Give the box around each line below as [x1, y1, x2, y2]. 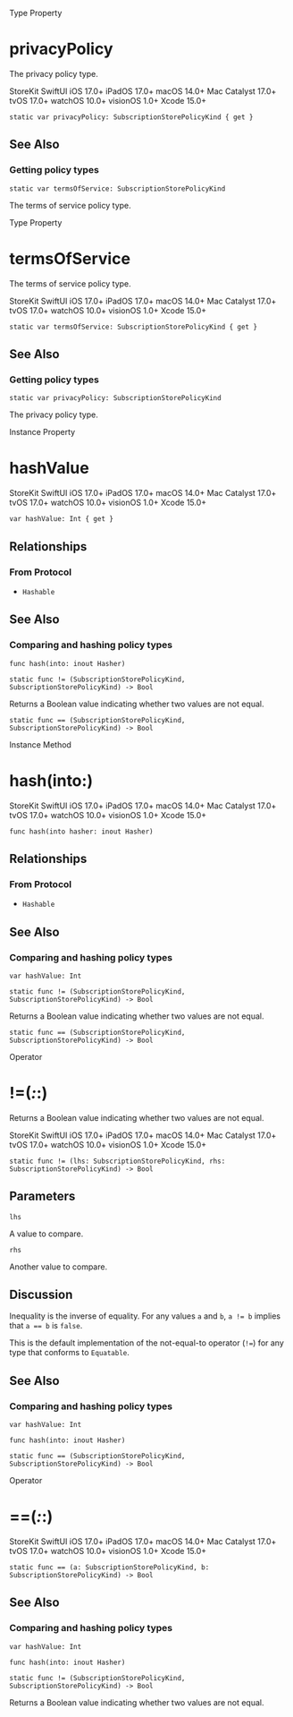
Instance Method [9, 739, 71, 750]
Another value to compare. [9, 1261, 108, 1272]
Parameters [9, 1189, 76, 1204]
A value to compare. [9, 1228, 84, 1239]
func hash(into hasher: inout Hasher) [9, 827, 154, 836]
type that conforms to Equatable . [9, 1347, 130, 1358]
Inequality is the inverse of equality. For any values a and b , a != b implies [9, 1311, 281, 1321]
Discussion [9, 1287, 73, 1303]
